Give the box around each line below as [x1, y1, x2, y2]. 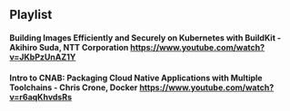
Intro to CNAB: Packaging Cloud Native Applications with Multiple [9, 72, 263, 83]
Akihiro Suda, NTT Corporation [9, 42, 129, 52]
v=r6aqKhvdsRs [9, 91, 73, 102]
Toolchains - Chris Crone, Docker [9, 81, 138, 93]
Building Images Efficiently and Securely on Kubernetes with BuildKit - [9, 32, 282, 43]
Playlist [9, 7, 53, 23]
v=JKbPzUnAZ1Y [9, 51, 76, 62]
